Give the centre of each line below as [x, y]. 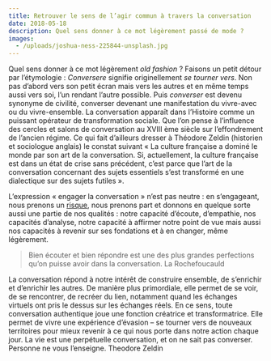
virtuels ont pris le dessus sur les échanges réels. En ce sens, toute [121, 305]
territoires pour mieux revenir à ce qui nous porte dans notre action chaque [133, 331]
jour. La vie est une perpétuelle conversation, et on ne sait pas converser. [131, 340]
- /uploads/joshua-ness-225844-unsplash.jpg [92, 46]
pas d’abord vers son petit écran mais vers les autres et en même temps [129, 87]
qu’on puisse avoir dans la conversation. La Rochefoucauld [126, 264]
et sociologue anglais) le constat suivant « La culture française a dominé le [133, 147]
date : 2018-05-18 [38, 23]
